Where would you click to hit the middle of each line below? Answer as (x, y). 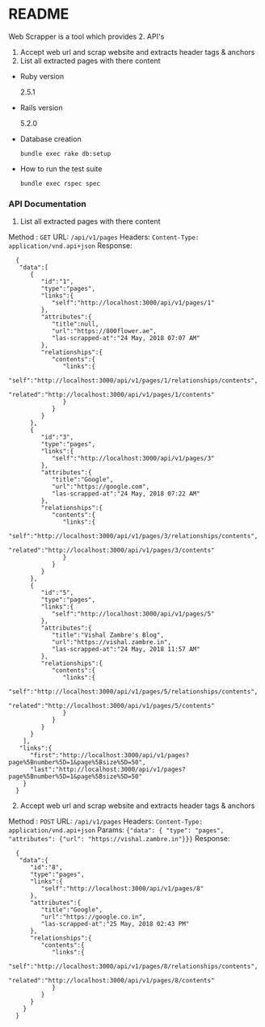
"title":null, (75, 324)
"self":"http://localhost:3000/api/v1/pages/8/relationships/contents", (133, 966)
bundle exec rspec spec (60, 183)
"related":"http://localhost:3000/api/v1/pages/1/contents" (112, 395)
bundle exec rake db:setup (65, 154)
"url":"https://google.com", (101, 487)
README (39, 14)
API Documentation (48, 204)
